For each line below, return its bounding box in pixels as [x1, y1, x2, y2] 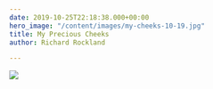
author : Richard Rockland [9, 37, 105, 47]
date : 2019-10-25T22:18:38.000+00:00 [9, 12, 150, 22]
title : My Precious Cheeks [9, 29, 110, 38]
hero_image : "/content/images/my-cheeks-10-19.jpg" [9, 21, 205, 30]
